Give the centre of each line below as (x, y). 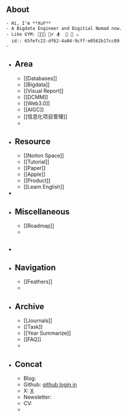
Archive (29, 306)
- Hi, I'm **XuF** (29, 23)
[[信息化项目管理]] (45, 116)
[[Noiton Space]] (44, 156)
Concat (28, 364)
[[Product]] (37, 181)
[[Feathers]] (38, 282)
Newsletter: (37, 397)
